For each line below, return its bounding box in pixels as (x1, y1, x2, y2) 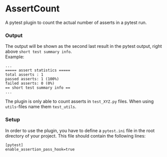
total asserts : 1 (5, 72, 43, 77)
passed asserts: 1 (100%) (5, 77, 59, 82)
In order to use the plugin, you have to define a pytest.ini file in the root (5, 128, 155, 134)
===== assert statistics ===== (5, 68, 70, 73)
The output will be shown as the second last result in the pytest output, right (5, 43, 162, 49)
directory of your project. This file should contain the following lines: (5, 133, 146, 139)
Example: (5, 54, 24, 60)
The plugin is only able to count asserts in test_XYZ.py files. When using (5, 98, 154, 105)
